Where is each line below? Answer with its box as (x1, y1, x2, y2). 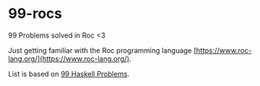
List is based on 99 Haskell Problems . (8, 69, 130, 78)
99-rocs (8, 5, 63, 23)
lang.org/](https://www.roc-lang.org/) (8, 54, 130, 63)
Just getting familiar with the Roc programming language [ (8, 45, 196, 55)
